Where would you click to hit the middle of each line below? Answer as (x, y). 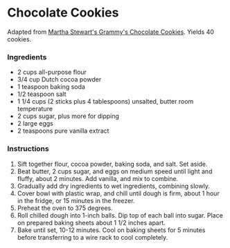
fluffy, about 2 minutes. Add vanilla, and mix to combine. (98, 178)
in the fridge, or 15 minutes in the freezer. (76, 200)
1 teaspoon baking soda (51, 87)
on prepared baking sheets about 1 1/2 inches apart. (91, 222)
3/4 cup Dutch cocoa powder (59, 79)
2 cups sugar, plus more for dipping (68, 116)
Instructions (28, 149)
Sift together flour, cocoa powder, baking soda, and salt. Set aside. (112, 164)
